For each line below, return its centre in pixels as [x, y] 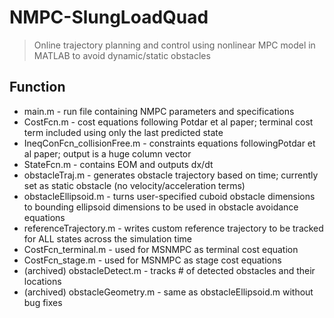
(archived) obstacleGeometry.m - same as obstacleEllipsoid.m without [168, 292]
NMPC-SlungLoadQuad [109, 17]
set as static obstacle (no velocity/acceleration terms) [134, 185]
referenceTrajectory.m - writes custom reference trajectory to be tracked [173, 228]
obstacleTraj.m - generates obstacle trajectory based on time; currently [171, 175]
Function [37, 87]
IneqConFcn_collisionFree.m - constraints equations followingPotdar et [169, 143]
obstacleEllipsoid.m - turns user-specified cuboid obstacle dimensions [169, 196]
